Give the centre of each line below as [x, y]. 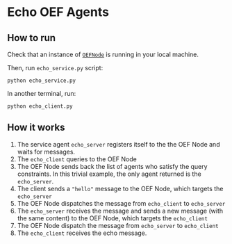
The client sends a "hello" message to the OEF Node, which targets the [120, 188]
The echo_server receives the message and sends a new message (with [120, 211]
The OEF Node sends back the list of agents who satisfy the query [112, 166]
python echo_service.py [42, 81]
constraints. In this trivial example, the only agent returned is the [109, 174]
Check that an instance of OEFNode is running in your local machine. [103, 54]
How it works [36, 128]
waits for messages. [46, 152]
